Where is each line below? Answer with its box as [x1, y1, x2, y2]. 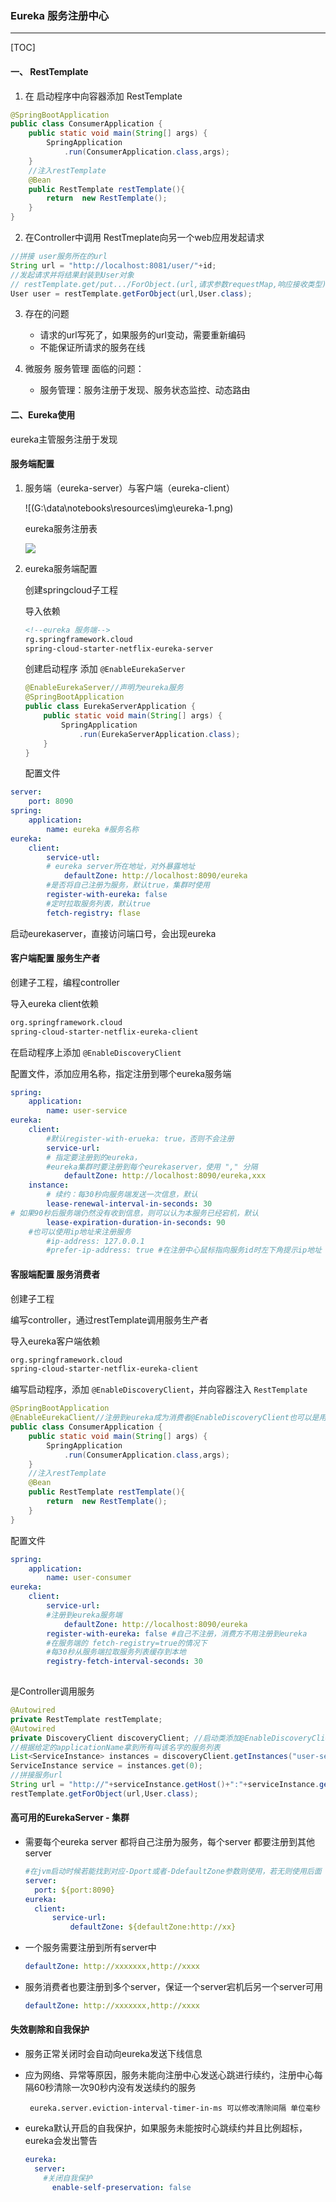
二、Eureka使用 [10, 408, 76, 421]
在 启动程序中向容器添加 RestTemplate [24, 90, 183, 102]
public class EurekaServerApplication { [24, 702, 196, 712]
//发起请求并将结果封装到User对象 [10, 270, 135, 280]
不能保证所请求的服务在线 [39, 342, 146, 354]
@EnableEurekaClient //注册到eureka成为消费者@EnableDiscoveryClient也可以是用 [10, 1413, 327, 1423]
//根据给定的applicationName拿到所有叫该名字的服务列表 [10, 1742, 221, 1752]
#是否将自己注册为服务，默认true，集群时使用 [46, 880, 210, 891]
